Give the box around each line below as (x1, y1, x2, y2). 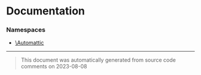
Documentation (6, 4, 86, 18)
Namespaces (6, 26, 46, 34)
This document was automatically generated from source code (20, 56, 176, 64)
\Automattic (14, 39, 44, 46)
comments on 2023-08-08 (20, 63, 87, 70)
